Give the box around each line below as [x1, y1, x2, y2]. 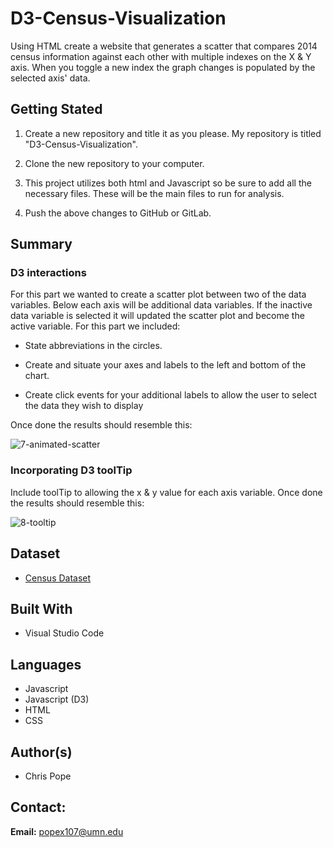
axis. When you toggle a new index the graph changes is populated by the [10, 61, 316, 73]
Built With [10, 600, 73, 617]
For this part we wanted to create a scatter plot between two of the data [10, 288, 307, 301]
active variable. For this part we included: [10, 320, 181, 332]
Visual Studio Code [24, 627, 105, 639]
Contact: [10, 799, 67, 816]
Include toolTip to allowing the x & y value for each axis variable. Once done [10, 486, 323, 498]
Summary [10, 236, 73, 253]
